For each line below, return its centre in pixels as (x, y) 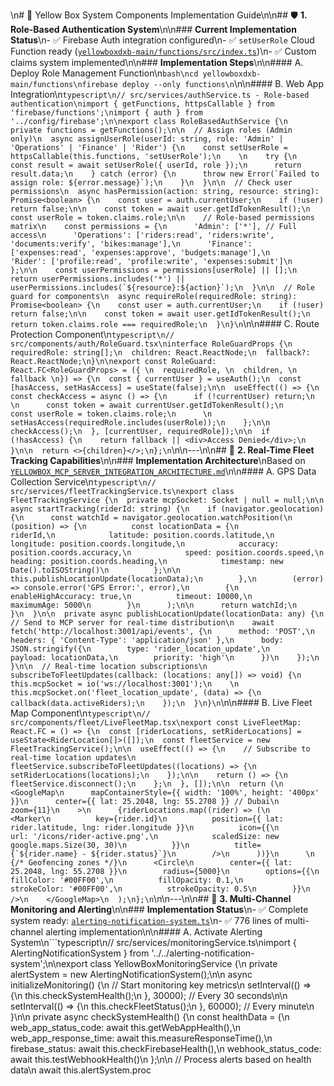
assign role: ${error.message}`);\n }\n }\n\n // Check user (151, 183)
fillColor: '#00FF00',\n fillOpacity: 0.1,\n (127, 880)
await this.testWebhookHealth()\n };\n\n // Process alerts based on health (161, 1059)
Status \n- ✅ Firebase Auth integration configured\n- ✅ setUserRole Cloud (162, 40)
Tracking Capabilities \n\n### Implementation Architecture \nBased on (158, 460)
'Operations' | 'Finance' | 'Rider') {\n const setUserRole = (149, 148)
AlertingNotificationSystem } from (80, 953)
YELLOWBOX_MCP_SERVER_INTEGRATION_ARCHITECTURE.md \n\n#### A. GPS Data (163, 471)
